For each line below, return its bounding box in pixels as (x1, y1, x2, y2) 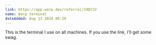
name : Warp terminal (5, 12, 47, 16)
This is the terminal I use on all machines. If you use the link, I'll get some (5, 30, 152, 35)
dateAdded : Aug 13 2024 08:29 (5, 16, 67, 21)
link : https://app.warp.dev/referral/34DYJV (5, 7, 97, 12)
